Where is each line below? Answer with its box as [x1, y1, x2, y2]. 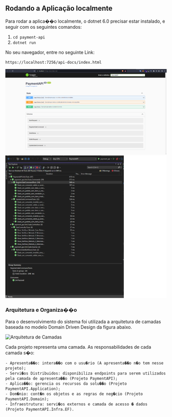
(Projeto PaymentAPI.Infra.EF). [5, 407, 74, 412]
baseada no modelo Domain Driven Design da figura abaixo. [5, 324, 132, 330]
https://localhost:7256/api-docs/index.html [5, 60, 102, 65]
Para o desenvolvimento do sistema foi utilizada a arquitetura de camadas [5, 318, 161, 325]
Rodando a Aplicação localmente [5, 4, 113, 13]
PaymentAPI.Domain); [5, 396, 50, 402]
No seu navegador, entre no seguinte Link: [5, 49, 95, 55]
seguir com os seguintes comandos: [5, 24, 82, 30]
